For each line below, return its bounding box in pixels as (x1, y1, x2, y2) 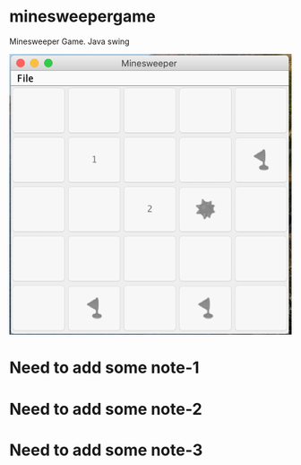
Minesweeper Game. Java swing (9, 36, 130, 47)
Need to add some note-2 (9, 399, 203, 419)
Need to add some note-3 (9, 440, 203, 460)
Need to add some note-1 (9, 357, 200, 378)
